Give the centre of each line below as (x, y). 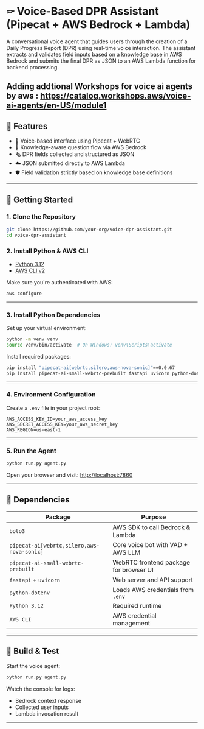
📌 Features (27, 126)
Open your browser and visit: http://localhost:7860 (70, 475)
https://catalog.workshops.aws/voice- (116, 96)
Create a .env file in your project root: (53, 408)
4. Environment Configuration (51, 395)
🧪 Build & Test (33, 651)
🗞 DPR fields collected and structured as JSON (75, 154)
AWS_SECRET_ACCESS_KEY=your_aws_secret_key (62, 424)
